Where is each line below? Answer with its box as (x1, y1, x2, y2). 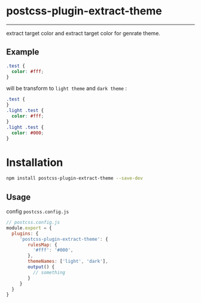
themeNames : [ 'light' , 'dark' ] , (28, 259, 109, 265)
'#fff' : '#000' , (32, 247, 74, 253)
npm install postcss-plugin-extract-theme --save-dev (6, 175, 144, 181)
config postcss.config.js (6, 208, 69, 215)
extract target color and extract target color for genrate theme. (6, 29, 160, 37)
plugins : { (11, 231, 39, 237)
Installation (6, 156, 63, 169)
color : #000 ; (11, 130, 44, 136)
